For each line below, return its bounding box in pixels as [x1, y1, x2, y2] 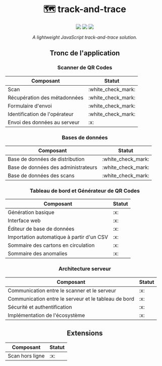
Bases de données [62, 134, 108, 141]
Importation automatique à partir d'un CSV [8, 234, 109, 241]
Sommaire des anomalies [8, 250, 68, 257]
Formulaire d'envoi [8, 102, 52, 109]
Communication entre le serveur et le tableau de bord [8, 295, 135, 302]
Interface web [8, 217, 41, 224]
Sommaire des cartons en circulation [8, 242, 95, 249]
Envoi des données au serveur [8, 119, 80, 126]
